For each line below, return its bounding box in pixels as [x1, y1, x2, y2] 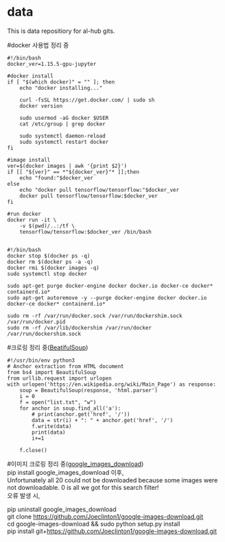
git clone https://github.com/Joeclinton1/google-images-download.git [7, 512, 204, 521]
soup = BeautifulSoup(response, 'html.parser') [19, 386, 158, 394]
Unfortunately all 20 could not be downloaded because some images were [7, 476, 218, 484]
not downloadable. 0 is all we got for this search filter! [7, 483, 159, 491]
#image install [7, 156, 51, 163]
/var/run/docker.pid [7, 318, 67, 325]
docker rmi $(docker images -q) [7, 264, 99, 271]
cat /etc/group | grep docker [19, 121, 106, 127]
